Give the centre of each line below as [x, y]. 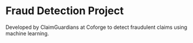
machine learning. [27, 33]
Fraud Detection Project [65, 11]
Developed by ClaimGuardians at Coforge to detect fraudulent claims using [96, 27]
